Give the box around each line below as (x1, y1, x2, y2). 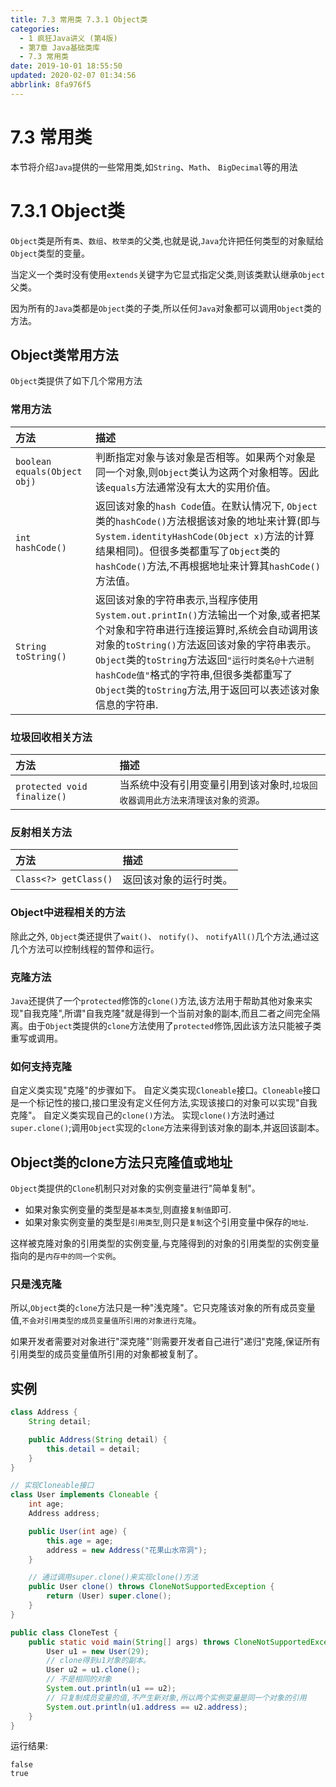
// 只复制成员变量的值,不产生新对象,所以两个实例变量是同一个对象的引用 (46, 1692, 307, 1703)
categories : (10, 24, 60, 34)
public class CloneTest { (10, 1627, 118, 1638)
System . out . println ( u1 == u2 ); (46, 1684, 177, 1694)
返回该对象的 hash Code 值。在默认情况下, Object (94, 499, 318, 513)
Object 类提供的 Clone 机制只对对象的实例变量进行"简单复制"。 (10, 1182, 261, 1195)
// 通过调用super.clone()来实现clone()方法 (28, 1572, 199, 1583)
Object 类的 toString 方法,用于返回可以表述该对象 (94, 682, 320, 696)
